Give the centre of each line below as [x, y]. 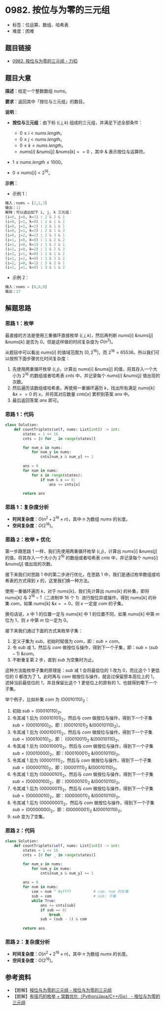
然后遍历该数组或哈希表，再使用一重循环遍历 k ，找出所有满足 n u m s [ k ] [83, 388]
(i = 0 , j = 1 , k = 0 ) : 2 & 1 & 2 [35, 221]
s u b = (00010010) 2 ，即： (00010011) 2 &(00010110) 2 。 [67, 740]
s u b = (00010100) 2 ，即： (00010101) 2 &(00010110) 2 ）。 [67, 725]
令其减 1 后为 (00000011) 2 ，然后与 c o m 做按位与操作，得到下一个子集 [83, 789]
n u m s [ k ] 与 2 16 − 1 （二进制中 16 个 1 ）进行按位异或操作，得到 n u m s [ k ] [76, 597]
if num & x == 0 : [58, 480]
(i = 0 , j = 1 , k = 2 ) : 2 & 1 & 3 [35, 231]
